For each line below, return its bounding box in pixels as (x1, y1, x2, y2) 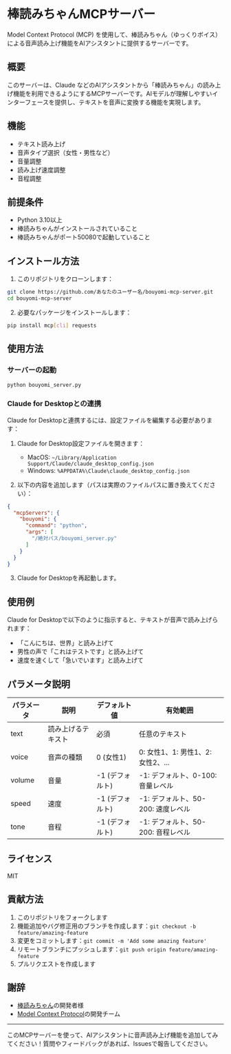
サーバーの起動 (7, 365, 57, 375)
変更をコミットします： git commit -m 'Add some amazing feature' (16, 936, 208, 944)
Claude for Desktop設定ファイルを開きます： (16, 439, 145, 447)
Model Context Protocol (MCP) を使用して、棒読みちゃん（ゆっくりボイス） (7, 30, 222, 39)
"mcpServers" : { (13, 509, 60, 516)
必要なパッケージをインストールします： (16, 308, 132, 316)
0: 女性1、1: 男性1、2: (138, 747, 212, 757)
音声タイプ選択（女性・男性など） (16, 148, 114, 156)
